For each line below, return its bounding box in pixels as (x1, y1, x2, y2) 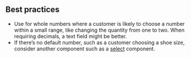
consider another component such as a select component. (13, 45, 156, 52)
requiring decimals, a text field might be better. (13, 32, 127, 40)
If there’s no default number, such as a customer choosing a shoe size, (13, 39, 185, 46)
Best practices (5, 5, 60, 15)
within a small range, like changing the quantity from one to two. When (13, 26, 185, 33)
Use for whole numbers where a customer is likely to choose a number (13, 20, 185, 27)
